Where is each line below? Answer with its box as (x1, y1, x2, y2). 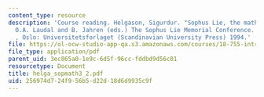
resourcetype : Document (8, 63, 86, 70)
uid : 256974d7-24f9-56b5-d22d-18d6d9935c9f (8, 77, 153, 84)
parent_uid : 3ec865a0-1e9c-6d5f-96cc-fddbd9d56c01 (8, 56, 178, 63)
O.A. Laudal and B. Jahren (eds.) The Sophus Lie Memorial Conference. (15, 26, 255, 34)
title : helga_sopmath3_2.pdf (8, 70, 104, 77)
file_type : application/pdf (8, 48, 101, 56)
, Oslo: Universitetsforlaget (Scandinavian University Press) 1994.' (15, 33, 251, 41)
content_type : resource (8, 11, 86, 20)
